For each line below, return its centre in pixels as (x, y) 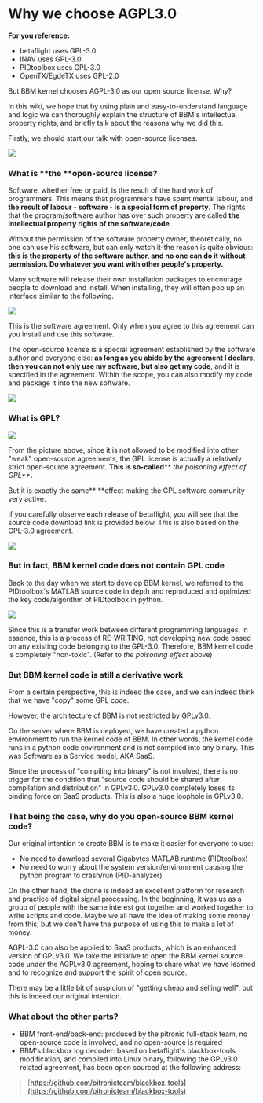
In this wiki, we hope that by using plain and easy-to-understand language (128, 106)
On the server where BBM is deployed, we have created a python (113, 731)
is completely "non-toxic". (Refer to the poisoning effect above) (110, 654)
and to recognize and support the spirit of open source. (98, 972)
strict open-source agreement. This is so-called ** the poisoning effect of (127, 467)
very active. (27, 498)
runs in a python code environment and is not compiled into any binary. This (131, 748)
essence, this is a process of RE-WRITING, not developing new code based (130, 638)
